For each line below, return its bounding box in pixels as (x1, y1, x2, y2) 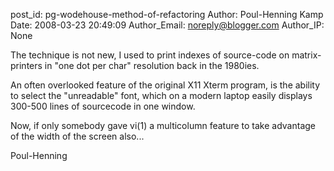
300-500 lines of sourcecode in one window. (10, 100, 196, 112)
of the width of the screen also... (10, 130, 145, 142)
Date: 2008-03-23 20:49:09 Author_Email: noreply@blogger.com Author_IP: (10, 19, 325, 31)
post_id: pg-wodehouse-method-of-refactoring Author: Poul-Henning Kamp (10, 9, 324, 20)
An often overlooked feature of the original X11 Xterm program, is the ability (10, 79, 321, 91)
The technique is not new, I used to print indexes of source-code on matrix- (10, 49, 322, 61)
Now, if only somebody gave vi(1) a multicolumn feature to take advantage (10, 120, 317, 131)
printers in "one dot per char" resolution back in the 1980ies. (10, 60, 260, 71)
